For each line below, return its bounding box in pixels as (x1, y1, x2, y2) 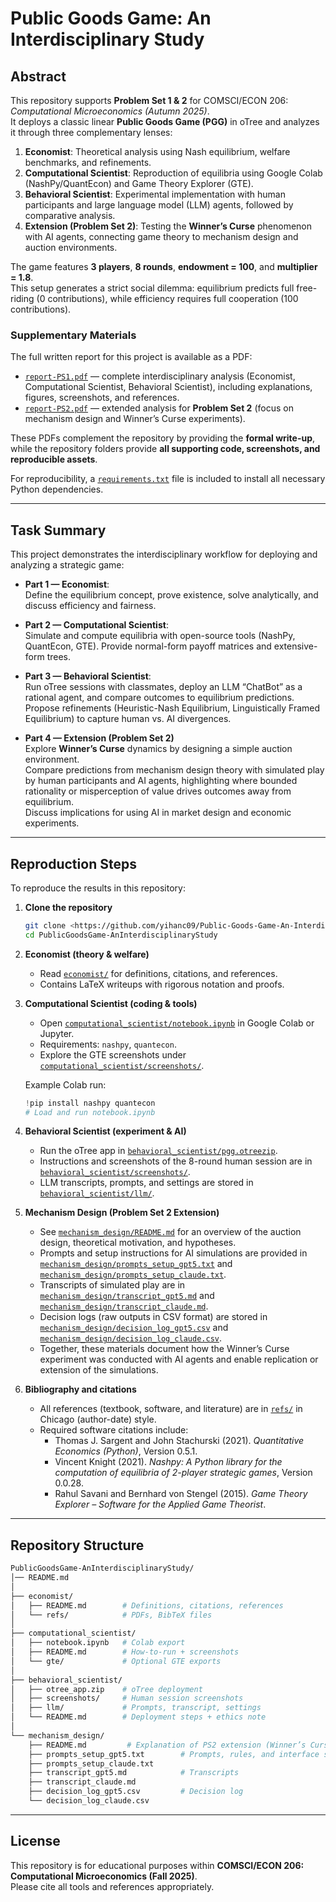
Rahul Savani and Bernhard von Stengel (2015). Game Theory (54, 1488, 308, 1500)
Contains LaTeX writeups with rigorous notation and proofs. (39, 978, 285, 990)
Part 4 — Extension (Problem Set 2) (24, 732, 175, 744)
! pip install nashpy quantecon (24, 1098, 156, 1108)
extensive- (273, 640, 318, 652)
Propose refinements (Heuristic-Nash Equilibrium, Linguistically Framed (24, 702, 321, 714)
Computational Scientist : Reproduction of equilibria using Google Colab (24, 167, 323, 179)
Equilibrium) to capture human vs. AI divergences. (24, 713, 232, 725)
